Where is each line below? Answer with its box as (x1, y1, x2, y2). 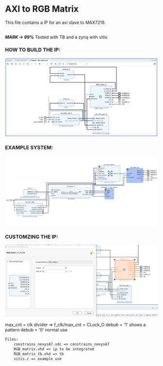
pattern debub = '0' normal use (5, 327, 68, 333)
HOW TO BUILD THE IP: (5, 46, 61, 53)
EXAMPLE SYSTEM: (5, 144, 53, 151)
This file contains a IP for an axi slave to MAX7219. (5, 19, 106, 25)
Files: (5, 337, 18, 342)
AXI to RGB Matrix (5, 3, 79, 15)
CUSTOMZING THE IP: (5, 233, 58, 240)
